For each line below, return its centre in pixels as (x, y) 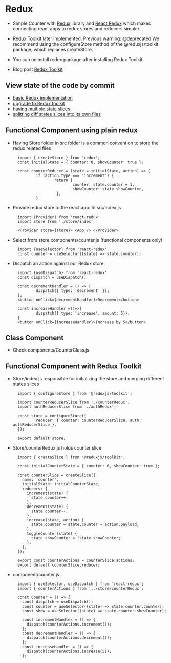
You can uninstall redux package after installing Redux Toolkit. (78, 59)
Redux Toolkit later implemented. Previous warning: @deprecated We (86, 38)
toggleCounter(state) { (52, 534)
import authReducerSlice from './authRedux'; (67, 407)
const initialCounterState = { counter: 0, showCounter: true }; (89, 466)
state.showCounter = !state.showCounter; (76, 538)
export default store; (42, 438)
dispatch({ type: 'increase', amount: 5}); (83, 313)
